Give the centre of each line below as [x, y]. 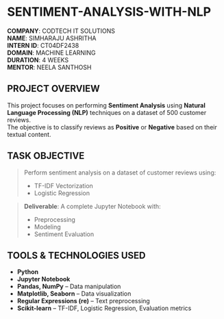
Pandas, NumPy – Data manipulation [69, 286]
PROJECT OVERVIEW [54, 89]
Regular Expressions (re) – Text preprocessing [84, 301]
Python [28, 272]
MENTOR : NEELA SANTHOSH [49, 67]
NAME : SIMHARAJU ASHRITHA [52, 38]
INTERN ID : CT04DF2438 [43, 45]
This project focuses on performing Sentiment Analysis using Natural [106, 105]
